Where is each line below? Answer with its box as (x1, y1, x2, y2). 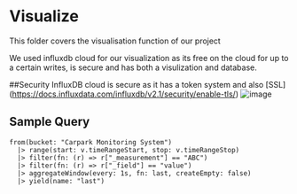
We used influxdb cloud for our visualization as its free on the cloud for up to (9, 52, 289, 63)
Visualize (9, 6, 80, 27)
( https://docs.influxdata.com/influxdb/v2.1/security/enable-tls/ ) (9, 89, 239, 99)
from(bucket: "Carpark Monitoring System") (9, 137, 173, 147)
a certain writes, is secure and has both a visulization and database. (9, 62, 257, 73)
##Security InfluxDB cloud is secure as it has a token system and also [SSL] (9, 79, 286, 89)
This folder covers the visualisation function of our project (9, 35, 222, 46)
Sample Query (9, 114, 90, 129)
